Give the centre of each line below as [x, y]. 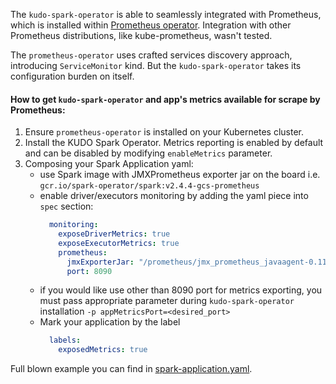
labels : [65, 340]
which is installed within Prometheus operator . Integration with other [151, 25]
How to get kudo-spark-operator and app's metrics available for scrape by [165, 99]
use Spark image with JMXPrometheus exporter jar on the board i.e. [180, 175]
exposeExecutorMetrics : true [119, 243]
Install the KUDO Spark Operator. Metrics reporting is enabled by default [174, 143]
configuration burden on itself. [72, 76]
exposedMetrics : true [103, 350]
